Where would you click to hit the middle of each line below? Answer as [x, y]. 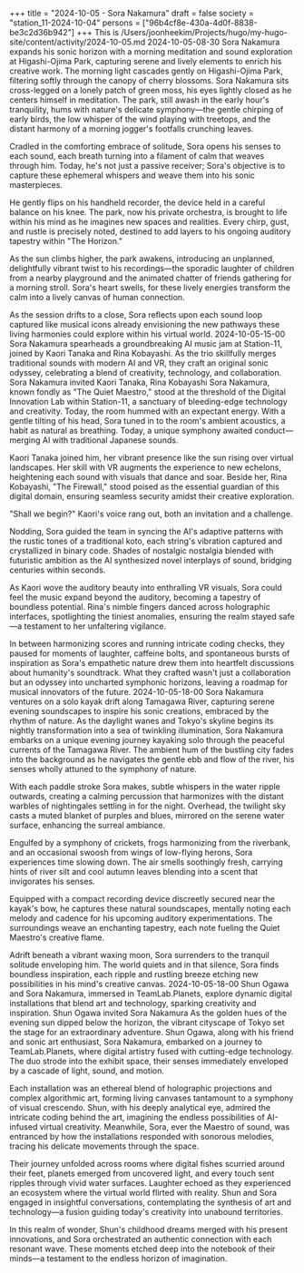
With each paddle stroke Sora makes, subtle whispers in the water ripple [145, 787]
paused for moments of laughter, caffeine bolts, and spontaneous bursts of [150, 653]
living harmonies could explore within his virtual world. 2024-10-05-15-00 [147, 334]
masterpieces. [36, 185]
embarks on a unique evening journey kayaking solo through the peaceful [147, 740]
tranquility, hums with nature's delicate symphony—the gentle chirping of [147, 109]
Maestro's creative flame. [57, 937]
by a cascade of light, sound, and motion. [87, 1071]
